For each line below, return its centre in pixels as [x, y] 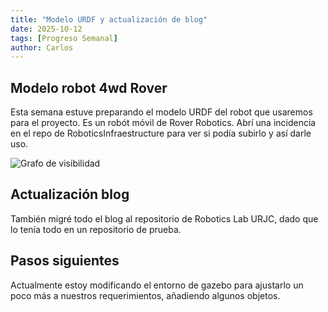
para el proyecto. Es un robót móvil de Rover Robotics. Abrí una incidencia [163, 123]
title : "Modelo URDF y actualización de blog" [109, 19]
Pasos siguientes [65, 261]
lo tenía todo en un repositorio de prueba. [96, 229]
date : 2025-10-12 [46, 29]
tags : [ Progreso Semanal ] [64, 38]
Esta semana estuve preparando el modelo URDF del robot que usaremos [161, 112]
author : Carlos [42, 47]
